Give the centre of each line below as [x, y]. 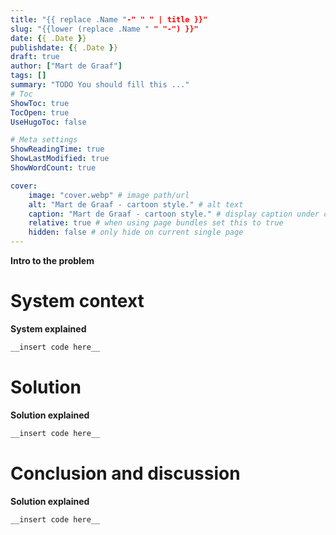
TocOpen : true [40, 112]
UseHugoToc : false [48, 122]
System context [77, 301]
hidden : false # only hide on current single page [136, 232]
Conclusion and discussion [125, 473]
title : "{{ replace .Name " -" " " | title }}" [109, 19]
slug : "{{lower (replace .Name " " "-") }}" [104, 29]
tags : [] [28, 76]
